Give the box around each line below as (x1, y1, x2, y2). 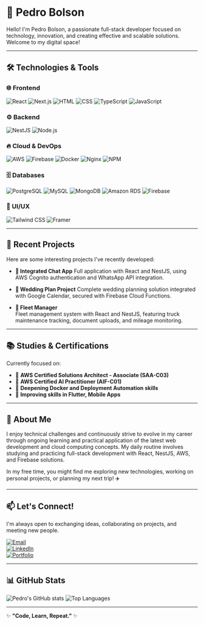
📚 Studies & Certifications (6, 341, 109, 351)
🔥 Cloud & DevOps (6, 142, 62, 150)
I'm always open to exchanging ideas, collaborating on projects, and (6, 521, 177, 528)
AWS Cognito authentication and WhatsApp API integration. (15, 273, 165, 281)
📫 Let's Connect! (6, 501, 74, 511)
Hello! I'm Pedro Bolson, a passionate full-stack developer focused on (6, 26, 181, 33)
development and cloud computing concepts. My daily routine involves (6, 443, 184, 451)
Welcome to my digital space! (6, 38, 80, 46)
